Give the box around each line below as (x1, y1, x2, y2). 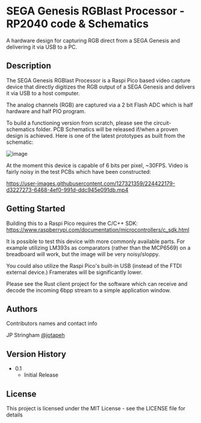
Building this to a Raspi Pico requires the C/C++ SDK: (6, 220, 138, 227)
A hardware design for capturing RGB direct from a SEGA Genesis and (6, 37, 181, 44)
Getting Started (6, 203, 66, 214)
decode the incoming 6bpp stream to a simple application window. (6, 286, 172, 294)
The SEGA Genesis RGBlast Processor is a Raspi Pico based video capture (6, 76, 191, 84)
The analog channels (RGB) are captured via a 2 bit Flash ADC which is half (6, 101, 193, 108)
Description (6, 61, 51, 71)
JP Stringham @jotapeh (6, 332, 65, 339)
